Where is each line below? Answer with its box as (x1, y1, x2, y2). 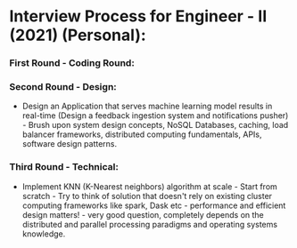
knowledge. (21, 228, 66, 239)
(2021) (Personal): (9, 25, 147, 45)
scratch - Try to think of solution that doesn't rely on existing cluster (21, 190, 273, 201)
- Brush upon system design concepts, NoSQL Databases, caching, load (21, 120, 289, 131)
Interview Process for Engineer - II (9, 6, 268, 27)
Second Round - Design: (9, 81, 118, 93)
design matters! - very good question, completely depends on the (21, 209, 265, 220)
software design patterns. (21, 139, 118, 149)
